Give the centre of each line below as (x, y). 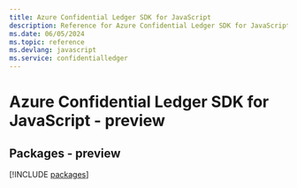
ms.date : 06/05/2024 (47, 34)
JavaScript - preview (88, 121)
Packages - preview (65, 153)
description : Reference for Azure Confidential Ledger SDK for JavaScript (150, 26)
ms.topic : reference (47, 42)
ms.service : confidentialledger (69, 58)
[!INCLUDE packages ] (49, 174)
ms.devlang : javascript (53, 50)
